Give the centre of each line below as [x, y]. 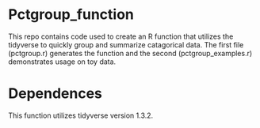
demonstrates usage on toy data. [62, 62]
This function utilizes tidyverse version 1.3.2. [81, 115]
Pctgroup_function [71, 15]
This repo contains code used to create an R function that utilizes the [121, 36]
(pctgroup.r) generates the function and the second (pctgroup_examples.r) [130, 53]
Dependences [55, 94]
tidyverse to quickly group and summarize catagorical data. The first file [126, 44]
